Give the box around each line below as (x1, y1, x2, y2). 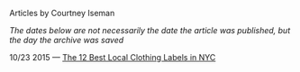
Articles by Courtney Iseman (9, 8, 115, 18)
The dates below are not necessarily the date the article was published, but (9, 25, 291, 35)
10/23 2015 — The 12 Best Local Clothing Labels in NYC (9, 52, 216, 62)
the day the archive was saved (9, 35, 124, 45)
